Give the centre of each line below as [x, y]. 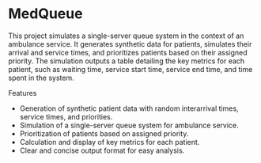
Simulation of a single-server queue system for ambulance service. [129, 125]
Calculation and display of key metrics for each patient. [110, 142]
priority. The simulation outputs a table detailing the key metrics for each [127, 61]
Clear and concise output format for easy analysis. [102, 150]
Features [23, 93]
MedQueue [45, 14]
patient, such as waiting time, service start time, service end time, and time [130, 69]
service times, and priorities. [66, 116]
